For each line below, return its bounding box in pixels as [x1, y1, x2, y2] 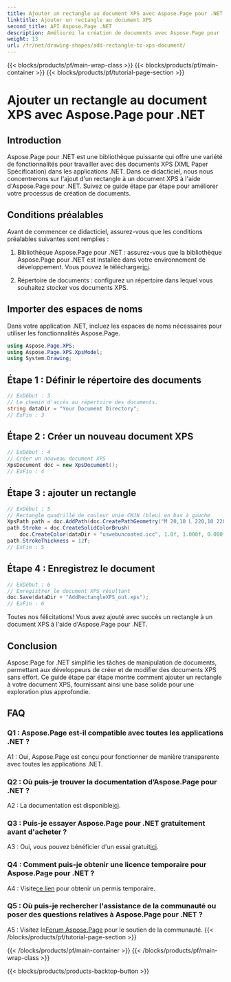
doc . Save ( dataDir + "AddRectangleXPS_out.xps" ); [7, 594, 149, 601]
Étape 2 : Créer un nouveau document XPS [7, 430, 194, 442]
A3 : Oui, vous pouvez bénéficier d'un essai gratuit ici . [7, 843, 159, 851]
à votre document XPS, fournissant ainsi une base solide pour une [7, 680, 195, 689]
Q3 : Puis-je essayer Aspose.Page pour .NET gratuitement [7, 818, 206, 828]
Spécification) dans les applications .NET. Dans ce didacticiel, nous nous [7, 167, 214, 176]
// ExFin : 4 [7, 468, 45, 475]
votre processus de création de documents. [7, 189, 131, 197]
